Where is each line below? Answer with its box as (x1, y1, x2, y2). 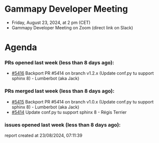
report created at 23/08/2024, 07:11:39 (4, 133, 82, 139)
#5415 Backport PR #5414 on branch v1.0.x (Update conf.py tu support (11, 99, 154, 104)
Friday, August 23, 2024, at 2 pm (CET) (11, 20, 91, 25)
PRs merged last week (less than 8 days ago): (4, 88, 115, 95)
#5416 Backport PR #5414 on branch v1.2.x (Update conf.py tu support (11, 70, 154, 76)
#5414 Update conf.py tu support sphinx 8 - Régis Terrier (11, 109, 127, 115)
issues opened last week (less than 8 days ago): (4, 121, 121, 128)
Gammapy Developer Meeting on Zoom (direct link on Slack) (11, 24, 134, 30)
